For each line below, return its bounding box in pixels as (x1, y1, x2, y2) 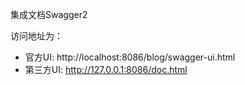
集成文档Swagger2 (10, 9, 88, 20)
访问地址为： (10, 30, 63, 42)
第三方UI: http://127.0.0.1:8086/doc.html (24, 64, 188, 75)
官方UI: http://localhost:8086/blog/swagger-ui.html (24, 51, 236, 63)
